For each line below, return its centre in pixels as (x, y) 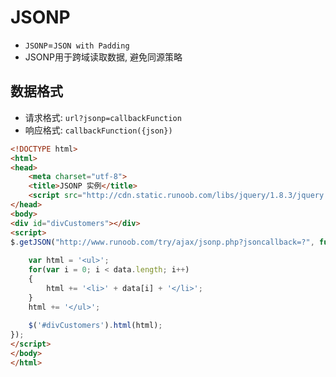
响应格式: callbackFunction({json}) (98, 130)
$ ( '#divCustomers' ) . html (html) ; (95, 326)
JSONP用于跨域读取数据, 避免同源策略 (103, 57)
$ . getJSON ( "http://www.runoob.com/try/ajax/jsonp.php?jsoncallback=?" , (162, 242)
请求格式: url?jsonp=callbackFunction (103, 117)
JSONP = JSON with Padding (77, 45)
